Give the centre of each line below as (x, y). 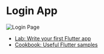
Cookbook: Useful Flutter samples (56, 45)
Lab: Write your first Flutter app (53, 38)
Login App (32, 11)
